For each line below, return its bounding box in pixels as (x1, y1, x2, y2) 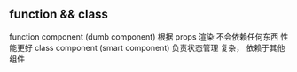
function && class (9, 7, 109, 22)
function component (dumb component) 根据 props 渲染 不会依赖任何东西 (9, 31, 279, 42)
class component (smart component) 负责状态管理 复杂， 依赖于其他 (34, 42, 285, 53)
